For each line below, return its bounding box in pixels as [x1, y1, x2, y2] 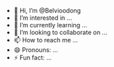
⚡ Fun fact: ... [13, 53, 52, 62]
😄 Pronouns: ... [13, 46, 59, 54]
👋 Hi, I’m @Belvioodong [13, 7, 82, 14]
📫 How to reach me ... [13, 36, 78, 44]
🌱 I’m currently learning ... [13, 21, 88, 29]
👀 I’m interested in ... [13, 14, 73, 22]
